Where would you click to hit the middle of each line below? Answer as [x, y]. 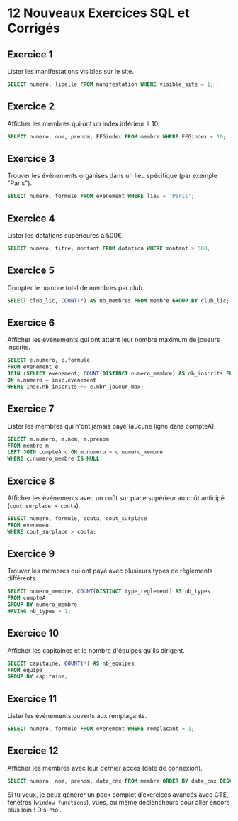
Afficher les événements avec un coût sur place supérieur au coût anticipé [116, 497]
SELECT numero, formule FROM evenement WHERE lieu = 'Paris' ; [101, 197]
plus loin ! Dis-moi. [35, 810]
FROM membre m [28, 446]
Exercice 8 [31, 481]
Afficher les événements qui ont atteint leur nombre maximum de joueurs [114, 340]
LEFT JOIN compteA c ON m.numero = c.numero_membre [85, 452]
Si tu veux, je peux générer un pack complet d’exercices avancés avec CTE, [118, 794]
